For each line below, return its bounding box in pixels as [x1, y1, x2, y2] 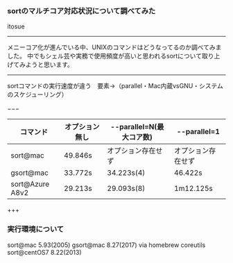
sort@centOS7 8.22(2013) [7, 248, 82, 256]
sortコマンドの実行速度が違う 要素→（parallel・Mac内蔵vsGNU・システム [7, 82, 224, 90]
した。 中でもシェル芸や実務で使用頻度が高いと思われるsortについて [7, 52, 202, 60]
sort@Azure [10, 179, 50, 189]
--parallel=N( [110, 122, 157, 132]
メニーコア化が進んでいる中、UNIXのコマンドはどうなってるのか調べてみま [7, 43, 222, 51]
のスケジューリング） [7, 90, 68, 99]
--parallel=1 [176, 127, 221, 137]
